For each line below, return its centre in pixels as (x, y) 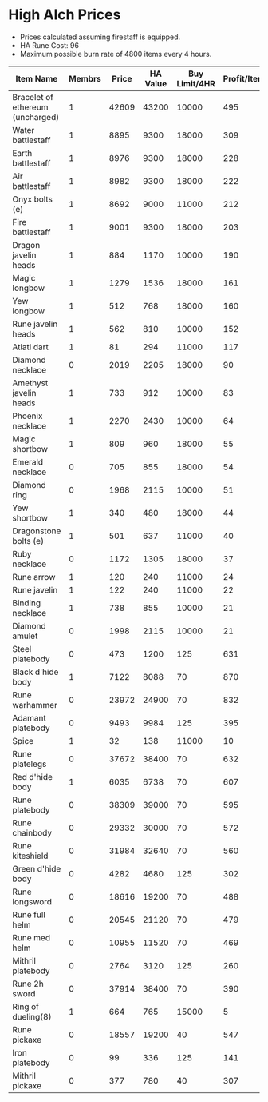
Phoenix (28, 416)
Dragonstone (37, 531)
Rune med (31, 937)
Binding (27, 603)
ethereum (30, 107)
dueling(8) (32, 1016)
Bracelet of (33, 97)
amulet (25, 636)
